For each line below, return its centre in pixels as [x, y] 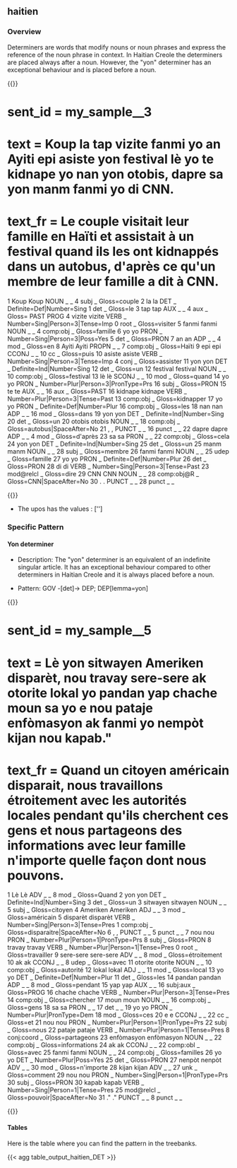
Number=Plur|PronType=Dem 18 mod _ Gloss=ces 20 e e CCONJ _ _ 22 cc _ [118, 1015]
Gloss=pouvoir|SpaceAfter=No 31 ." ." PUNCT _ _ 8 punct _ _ [95, 1097]
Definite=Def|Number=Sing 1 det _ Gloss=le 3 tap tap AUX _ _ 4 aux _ [108, 309]
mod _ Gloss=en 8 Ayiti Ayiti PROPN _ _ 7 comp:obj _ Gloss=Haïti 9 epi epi [114, 346]
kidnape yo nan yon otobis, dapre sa [115, 174]
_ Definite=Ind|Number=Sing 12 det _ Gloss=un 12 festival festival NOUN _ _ [117, 369]
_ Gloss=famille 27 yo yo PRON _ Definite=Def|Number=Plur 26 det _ [107, 459]
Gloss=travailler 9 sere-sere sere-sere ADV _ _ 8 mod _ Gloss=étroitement [115, 955]
